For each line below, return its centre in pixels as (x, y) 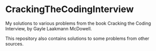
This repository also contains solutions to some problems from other (77, 38)
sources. (15, 43)
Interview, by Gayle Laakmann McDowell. (49, 28)
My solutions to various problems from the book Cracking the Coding (78, 23)
